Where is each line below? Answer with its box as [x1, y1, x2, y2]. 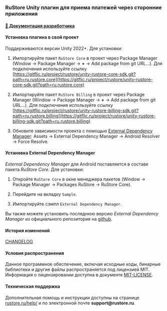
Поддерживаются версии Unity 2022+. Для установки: [5, 45, 122, 51]
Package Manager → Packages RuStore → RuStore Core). [12, 181, 131, 187]
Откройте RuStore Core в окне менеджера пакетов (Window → [12, 176, 146, 182]
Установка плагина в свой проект [5, 34, 79, 40]
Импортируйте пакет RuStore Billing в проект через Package [12, 91, 145, 97]
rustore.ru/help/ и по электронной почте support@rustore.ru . [5, 300, 135, 306]
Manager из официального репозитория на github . [5, 216, 112, 222]
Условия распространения [5, 250, 64, 256]
